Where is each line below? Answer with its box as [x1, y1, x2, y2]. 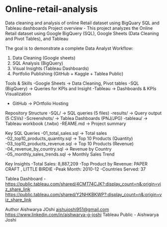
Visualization [5, 91, 31, 97]
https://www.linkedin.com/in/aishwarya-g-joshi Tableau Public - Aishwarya [5, 212, 159, 218]
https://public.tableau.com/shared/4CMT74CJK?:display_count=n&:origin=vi [5, 181, 162, 187]
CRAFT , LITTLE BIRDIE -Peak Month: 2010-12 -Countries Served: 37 [5, 166, 146, 172]
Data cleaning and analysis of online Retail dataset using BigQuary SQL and [5, 20, 160, 26]
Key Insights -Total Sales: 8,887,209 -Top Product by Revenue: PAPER [5, 161, 148, 167]
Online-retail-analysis [5, 3, 98, 15]
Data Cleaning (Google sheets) [12, 55, 76, 60]
